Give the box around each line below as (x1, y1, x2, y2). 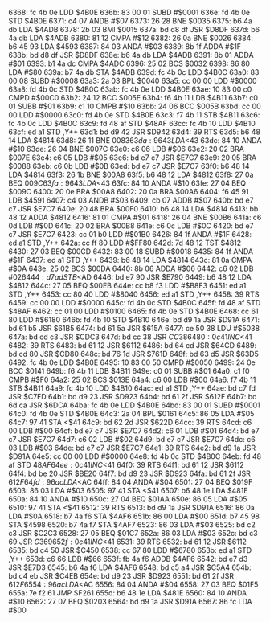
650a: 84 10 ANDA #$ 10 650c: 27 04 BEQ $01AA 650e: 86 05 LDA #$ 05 (8, 494, 247, 504)
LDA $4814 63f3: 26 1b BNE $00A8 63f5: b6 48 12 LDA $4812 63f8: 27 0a (8, 170, 254, 179)
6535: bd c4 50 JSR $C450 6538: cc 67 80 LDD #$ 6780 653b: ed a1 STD (8, 546, 252, 554)
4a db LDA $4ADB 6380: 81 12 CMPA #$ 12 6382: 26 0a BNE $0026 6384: (8, 33, 253, 43)
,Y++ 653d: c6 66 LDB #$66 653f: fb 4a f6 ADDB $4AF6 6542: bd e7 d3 (8, 554, 248, 563)
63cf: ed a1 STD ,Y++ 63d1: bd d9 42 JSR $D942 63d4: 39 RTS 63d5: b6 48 (8, 127, 261, 137)
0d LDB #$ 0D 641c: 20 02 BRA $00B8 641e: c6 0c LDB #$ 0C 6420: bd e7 (8, 221, 254, 231)
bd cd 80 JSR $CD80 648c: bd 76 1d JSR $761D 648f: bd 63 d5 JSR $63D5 (8, 350, 260, 358)
